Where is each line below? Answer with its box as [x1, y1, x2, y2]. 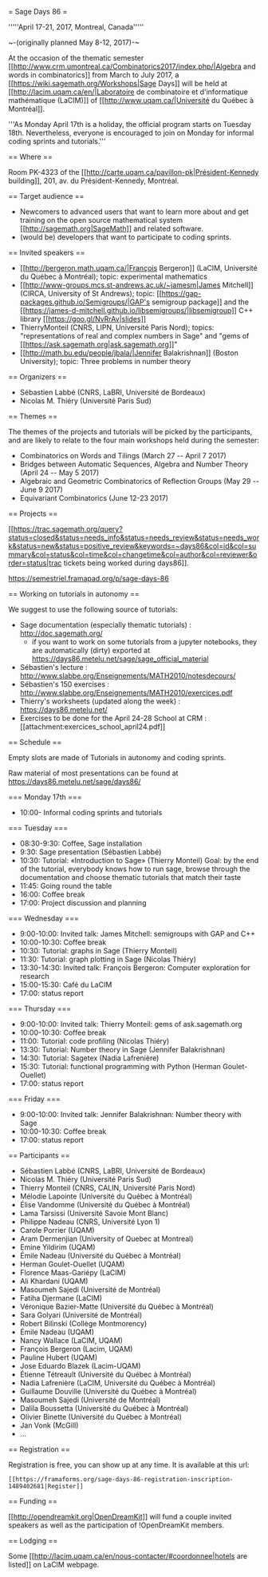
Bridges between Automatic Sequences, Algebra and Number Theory [19, 459, 249, 469]
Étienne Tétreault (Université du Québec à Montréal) [19, 1369, 191, 1379]
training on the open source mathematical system [19, 216, 183, 224]
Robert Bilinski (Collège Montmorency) [19, 1319, 148, 1328]
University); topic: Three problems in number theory [19, 357, 191, 366]
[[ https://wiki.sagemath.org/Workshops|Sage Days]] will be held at [8, 79, 227, 88]
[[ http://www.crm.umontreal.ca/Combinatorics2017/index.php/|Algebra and [8, 61, 257, 71]
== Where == [8, 152, 53, 161]
